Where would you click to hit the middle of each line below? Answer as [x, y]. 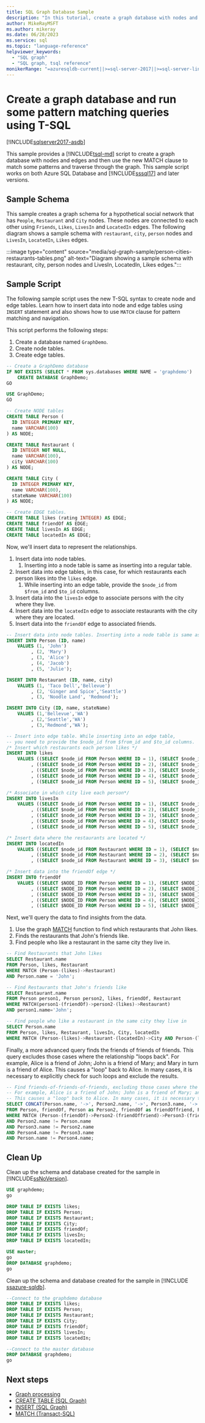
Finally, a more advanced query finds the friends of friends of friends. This [100, 1050]
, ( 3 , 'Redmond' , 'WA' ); [59, 725]
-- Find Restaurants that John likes [54, 954]
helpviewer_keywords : [34, 52]
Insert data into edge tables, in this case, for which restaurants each [101, 571]
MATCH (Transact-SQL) [45, 1413]
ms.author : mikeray [31, 29]
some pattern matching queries [88, 112]
